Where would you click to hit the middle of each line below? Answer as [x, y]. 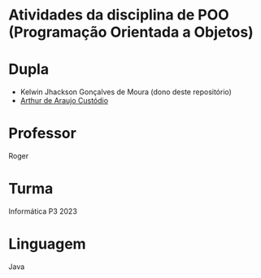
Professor [43, 134]
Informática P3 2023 [43, 211]
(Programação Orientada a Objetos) [131, 32]
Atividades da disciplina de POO [119, 15]
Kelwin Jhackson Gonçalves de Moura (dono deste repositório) [126, 92]
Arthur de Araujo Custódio [64, 101]
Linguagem [48, 244]
